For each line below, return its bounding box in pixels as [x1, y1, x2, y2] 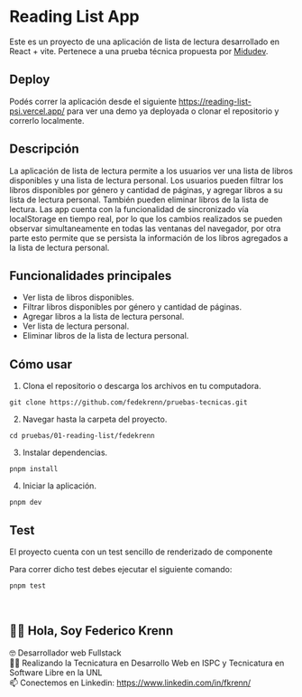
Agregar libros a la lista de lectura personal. [22, 311, 185, 322]
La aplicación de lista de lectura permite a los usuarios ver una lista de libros [9, 165, 293, 176]
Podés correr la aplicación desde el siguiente [9, 96, 178, 107]
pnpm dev [9, 498, 42, 507]
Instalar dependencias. [22, 447, 108, 458]
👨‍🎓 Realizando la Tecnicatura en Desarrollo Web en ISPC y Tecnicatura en [9, 657, 285, 668]
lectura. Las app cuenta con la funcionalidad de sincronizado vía [9, 203, 250, 214]
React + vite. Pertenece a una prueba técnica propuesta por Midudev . [9, 45, 269, 56]
